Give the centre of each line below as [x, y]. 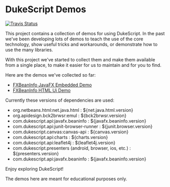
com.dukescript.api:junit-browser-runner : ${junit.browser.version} [82, 126]
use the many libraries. [29, 50]
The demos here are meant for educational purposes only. [66, 179]
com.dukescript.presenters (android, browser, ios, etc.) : [72, 148]
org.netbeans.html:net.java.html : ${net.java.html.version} [73, 110]
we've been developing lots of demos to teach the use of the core [74, 39]
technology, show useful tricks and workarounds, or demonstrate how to [81, 44]
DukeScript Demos [46, 9]
